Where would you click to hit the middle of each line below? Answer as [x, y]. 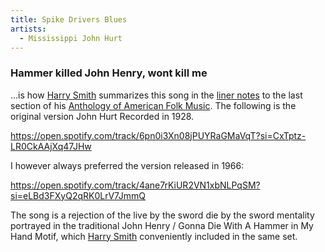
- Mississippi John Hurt [71, 38]
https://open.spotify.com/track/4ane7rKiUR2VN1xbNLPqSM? [135, 185]
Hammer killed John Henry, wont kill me [109, 73]
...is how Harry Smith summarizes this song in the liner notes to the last [156, 95]
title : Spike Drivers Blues [69, 19]
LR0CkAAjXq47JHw [51, 146]
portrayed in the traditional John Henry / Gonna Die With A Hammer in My [162, 225]
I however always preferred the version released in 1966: [127, 165]
